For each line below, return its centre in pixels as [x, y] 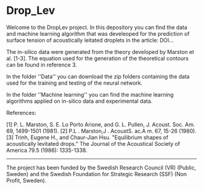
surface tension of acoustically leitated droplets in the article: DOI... [90, 40]
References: [21, 113]
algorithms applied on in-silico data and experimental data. [79, 101]
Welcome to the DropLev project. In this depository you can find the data [97, 27]
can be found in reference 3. [42, 65]
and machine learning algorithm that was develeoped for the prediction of [98, 33]
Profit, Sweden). [26, 180]
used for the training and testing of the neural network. [75, 83]
